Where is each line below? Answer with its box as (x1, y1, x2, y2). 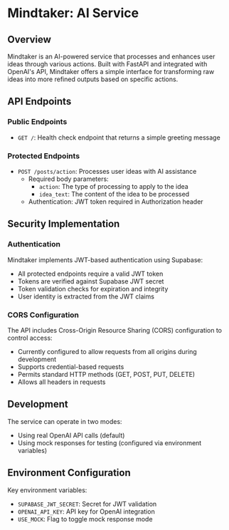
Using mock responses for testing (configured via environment (17, 438, 202, 447)
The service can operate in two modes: (7, 417, 122, 425)
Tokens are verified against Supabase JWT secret (17, 276, 164, 286)
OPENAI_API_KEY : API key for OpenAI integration (17, 507, 155, 516)
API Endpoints (7, 95, 72, 108)
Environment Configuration (7, 467, 131, 479)
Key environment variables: (7, 486, 87, 494)
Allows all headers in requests (17, 378, 106, 386)
